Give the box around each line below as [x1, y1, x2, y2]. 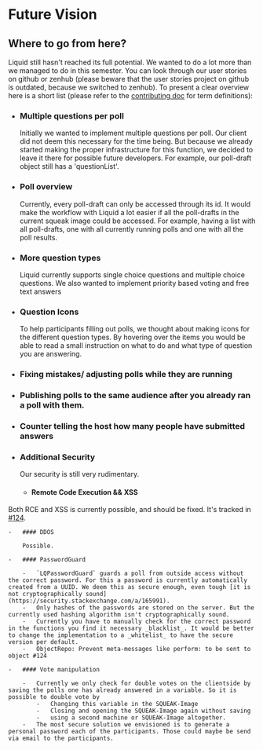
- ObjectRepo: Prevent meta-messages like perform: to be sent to [22, 646, 251, 653]
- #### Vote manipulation [8, 666, 100, 674]
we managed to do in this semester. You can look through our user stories [8, 66, 247, 75]
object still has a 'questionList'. [19, 162, 119, 171]
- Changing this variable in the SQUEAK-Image [36, 701, 199, 708]
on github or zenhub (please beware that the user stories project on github [8, 75, 250, 83]
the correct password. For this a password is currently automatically [8, 576, 247, 584]
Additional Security [19, 452, 96, 463]
